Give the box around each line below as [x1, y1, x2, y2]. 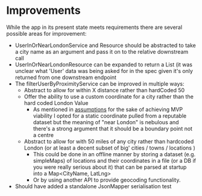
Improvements [6, 4, 81, 17]
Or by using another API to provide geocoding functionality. [33, 176, 181, 183]
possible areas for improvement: [6, 30, 87, 37]
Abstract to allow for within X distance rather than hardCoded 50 [24, 86, 185, 93]
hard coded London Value [24, 99, 89, 106]
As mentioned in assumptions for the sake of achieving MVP [33, 106, 183, 113]
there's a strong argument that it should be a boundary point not [33, 125, 193, 132]
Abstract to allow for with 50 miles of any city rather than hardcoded [24, 138, 194, 145]
